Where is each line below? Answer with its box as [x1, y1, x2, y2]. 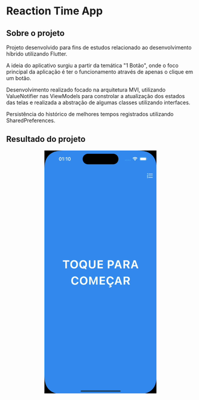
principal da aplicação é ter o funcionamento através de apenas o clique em [6, 68, 193, 75]
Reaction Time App [6, 4, 103, 18]
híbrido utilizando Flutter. [6, 50, 68, 57]
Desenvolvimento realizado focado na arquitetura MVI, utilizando [6, 86, 166, 93]
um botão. [6, 75, 32, 81]
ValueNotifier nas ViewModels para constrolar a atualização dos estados [6, 93, 185, 99]
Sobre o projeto [6, 28, 65, 38]
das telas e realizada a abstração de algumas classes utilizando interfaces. [6, 99, 191, 106]
